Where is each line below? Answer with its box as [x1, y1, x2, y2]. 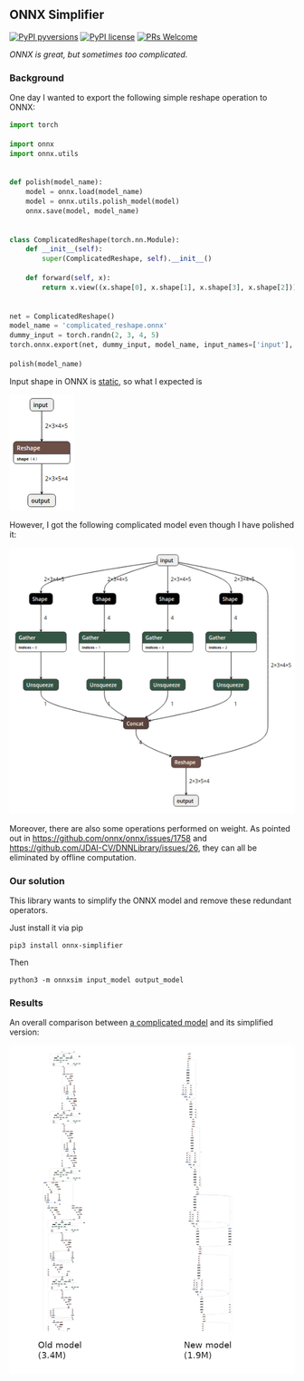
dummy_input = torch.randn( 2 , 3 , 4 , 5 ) [9, 331, 160, 340]
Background [9, 72, 65, 84]
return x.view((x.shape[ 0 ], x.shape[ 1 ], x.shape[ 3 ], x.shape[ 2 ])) [42, 283, 298, 292]
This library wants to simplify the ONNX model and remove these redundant [9, 895, 292, 906]
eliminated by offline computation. [9, 851, 137, 862]
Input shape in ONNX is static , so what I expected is [9, 375, 203, 386]
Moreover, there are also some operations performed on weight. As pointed [9, 822, 291, 833]
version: [9, 1026, 40, 1037]
